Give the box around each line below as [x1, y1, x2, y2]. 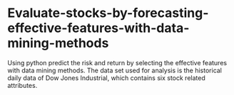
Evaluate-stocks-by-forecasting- [7, 5, 209, 21]
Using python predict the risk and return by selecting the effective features [7, 58, 227, 67]
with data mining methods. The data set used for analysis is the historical [7, 66, 223, 74]
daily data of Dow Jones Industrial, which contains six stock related [7, 73, 205, 82]
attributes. [7, 81, 38, 89]
